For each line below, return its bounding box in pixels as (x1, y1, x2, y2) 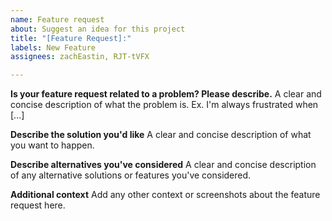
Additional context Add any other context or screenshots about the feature (10, 189, 321, 201)
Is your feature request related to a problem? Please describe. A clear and (10, 88, 322, 100)
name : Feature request (10, 14, 105, 25)
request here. (10, 199, 66, 211)
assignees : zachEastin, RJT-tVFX (10, 52, 150, 62)
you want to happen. (10, 139, 95, 151)
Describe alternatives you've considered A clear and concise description (10, 159, 317, 171)
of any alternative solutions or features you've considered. (10, 169, 252, 181)
